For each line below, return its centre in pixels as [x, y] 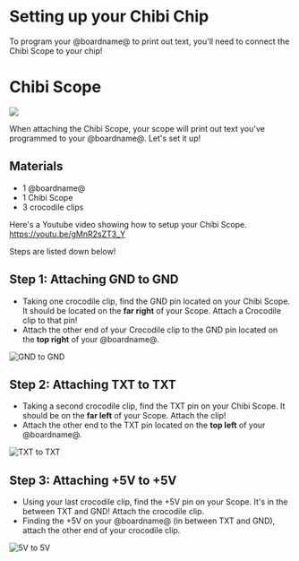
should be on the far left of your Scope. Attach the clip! [124, 416]
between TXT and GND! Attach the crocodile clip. [113, 512]
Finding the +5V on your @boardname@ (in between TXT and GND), [149, 521]
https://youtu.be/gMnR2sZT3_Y [68, 234]
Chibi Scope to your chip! [56, 50]
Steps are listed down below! [63, 251]
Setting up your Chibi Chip [109, 17]
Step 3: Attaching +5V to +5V [93, 480]
